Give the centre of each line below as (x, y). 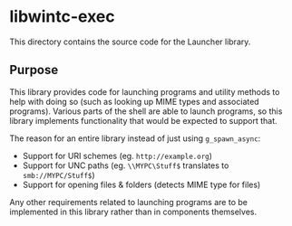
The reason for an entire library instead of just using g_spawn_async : (135, 138)
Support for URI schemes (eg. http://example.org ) (117, 155)
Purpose (34, 70)
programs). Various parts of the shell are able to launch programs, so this (146, 111)
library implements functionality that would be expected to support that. (144, 120)
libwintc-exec (62, 17)
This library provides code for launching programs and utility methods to (145, 91)
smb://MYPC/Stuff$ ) (58, 174)
